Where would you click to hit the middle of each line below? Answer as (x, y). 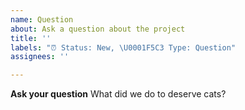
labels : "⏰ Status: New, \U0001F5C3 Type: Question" (123, 47)
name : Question (42, 19)
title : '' (31, 38)
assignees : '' (40, 57)
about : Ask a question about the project (98, 29)
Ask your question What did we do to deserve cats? (118, 94)
